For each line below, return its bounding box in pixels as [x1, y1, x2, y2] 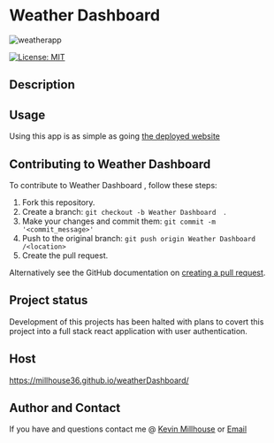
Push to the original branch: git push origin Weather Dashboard [21, 233, 256, 243]
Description [9, 77, 75, 93]
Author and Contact [9, 400, 121, 416]
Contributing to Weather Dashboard [9, 157, 211, 172]
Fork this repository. [21, 196, 95, 208]
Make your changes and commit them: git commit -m [21, 216, 217, 226]
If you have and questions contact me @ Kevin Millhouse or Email [9, 424, 247, 434]
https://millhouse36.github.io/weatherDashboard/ [9, 375, 190, 386]
